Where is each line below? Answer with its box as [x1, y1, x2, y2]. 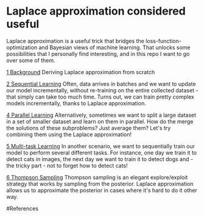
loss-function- [145, 37, 181, 44]
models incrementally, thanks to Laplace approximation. [6, 99, 146, 107]
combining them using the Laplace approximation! [6, 131, 132, 138]
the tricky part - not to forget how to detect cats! [6, 162, 128, 169]
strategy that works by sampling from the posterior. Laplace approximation [6, 180, 194, 187]
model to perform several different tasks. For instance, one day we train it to [6, 149, 197, 156]
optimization [6, 44, 38, 51]
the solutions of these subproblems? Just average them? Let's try [6, 124, 171, 131]
